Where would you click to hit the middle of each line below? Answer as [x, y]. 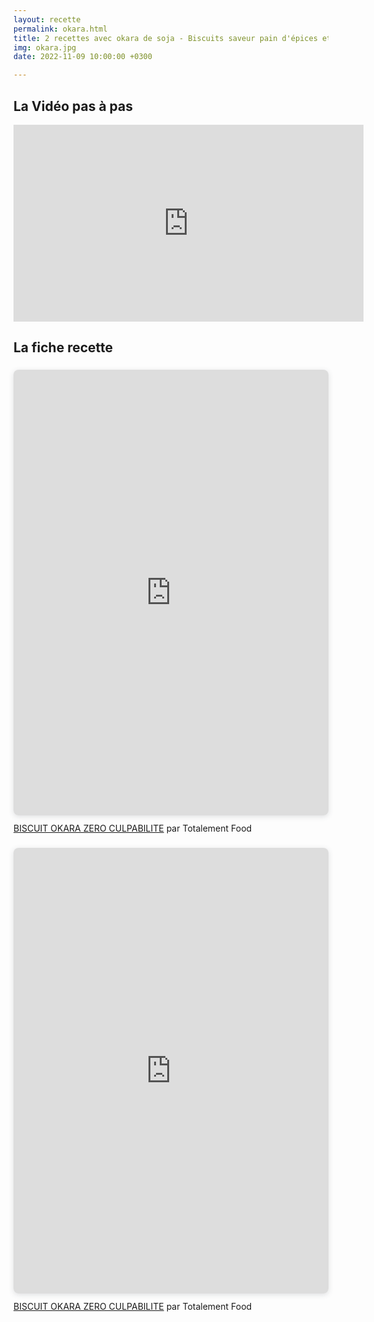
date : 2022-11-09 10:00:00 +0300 [83, 57]
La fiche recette [63, 347]
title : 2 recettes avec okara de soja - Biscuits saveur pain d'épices [165, 38]
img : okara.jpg [45, 47]
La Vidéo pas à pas [73, 106]
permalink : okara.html [60, 29]
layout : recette [47, 19]
